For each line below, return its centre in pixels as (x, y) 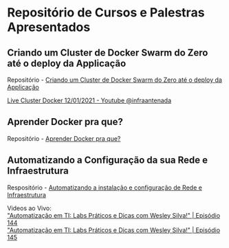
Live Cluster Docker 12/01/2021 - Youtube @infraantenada (89, 100)
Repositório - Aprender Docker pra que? (64, 138)
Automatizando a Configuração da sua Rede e (108, 160)
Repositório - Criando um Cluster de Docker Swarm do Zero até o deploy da (115, 80)
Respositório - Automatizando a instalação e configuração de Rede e (105, 188)
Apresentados (49, 27)
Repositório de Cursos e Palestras (106, 13)
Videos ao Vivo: (29, 208)
